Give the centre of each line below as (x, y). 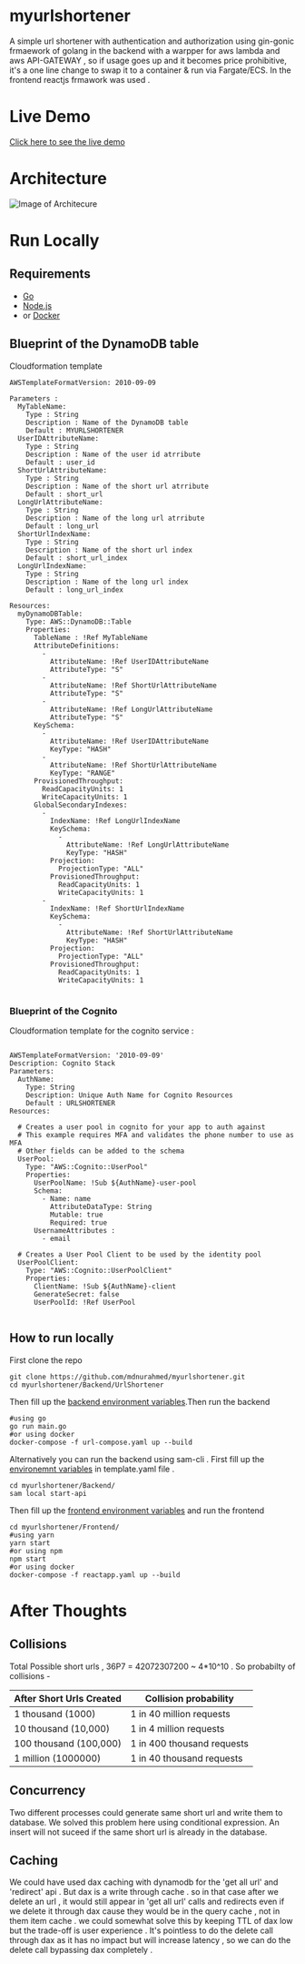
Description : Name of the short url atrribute (117, 486)
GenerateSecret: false (76, 1294)
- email (56, 1238)
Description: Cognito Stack (63, 1063)
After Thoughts (68, 1610)
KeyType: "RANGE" (83, 773)
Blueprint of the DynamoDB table (104, 344)
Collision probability (189, 1698)
